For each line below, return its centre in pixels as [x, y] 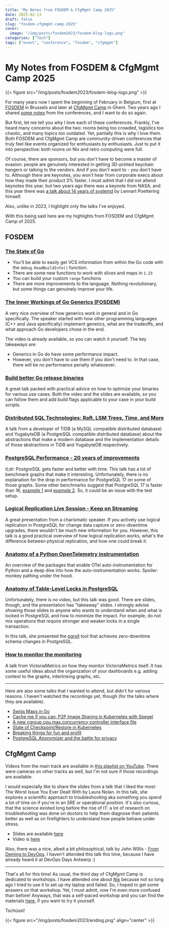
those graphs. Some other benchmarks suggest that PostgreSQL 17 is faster [84, 485]
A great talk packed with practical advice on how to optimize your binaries [82, 389]
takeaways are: [21, 344]
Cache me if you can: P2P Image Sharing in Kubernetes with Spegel [83, 717]
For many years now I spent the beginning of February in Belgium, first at [81, 102]
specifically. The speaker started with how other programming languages [81, 318]
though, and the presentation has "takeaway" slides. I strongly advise [77, 605]
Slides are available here [38, 833]
